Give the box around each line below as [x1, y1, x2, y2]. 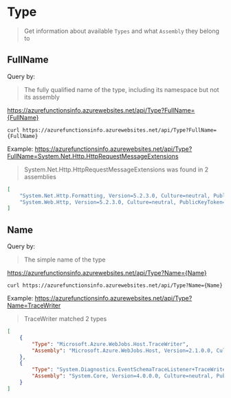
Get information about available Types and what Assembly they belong [23, 27, 220, 35]
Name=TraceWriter [7, 301, 61, 309]
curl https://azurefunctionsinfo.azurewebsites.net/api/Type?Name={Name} [7, 282, 223, 289]
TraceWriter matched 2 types [23, 315, 107, 323]
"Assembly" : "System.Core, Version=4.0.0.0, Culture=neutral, [32, 373, 214, 379]
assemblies [23, 172, 56, 180]
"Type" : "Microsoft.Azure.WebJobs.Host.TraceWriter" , [32, 340, 189, 347]
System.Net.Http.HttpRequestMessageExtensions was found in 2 [23, 165, 209, 174]
